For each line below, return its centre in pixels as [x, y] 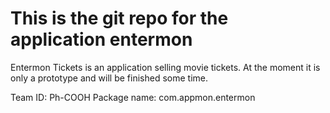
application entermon [101, 39]
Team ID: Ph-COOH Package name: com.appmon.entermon [133, 97]
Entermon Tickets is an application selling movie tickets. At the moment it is [165, 67]
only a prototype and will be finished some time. [109, 78]
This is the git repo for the [119, 18]
